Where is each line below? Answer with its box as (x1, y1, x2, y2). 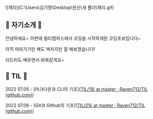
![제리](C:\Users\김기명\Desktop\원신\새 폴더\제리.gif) (5, 5, 114, 10)
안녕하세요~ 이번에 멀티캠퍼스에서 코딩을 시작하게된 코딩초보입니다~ (5, 35, 141, 41)
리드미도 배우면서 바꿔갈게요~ (5, 56, 65, 63)
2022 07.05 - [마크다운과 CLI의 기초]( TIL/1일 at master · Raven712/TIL (5, 86, 148, 92)
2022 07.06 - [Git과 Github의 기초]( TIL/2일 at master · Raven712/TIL (5, 102, 145, 108)
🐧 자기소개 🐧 (5, 21, 42, 29)
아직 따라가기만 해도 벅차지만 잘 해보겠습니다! (5, 46, 95, 52)
